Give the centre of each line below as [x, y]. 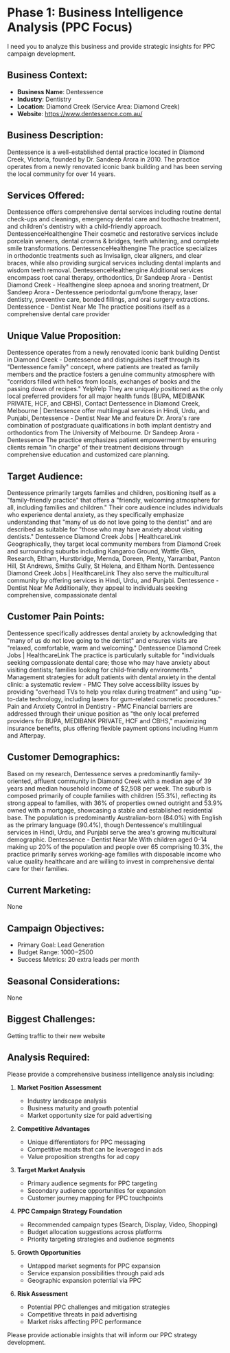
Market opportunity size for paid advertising [90, 1115]
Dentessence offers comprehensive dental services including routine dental [114, 212]
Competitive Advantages [54, 1128]
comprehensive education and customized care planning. [88, 454]
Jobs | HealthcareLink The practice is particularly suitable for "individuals [111, 655]
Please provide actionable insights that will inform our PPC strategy [102, 1334]
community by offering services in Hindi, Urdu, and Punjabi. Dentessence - [113, 580]
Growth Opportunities [49, 1252]
